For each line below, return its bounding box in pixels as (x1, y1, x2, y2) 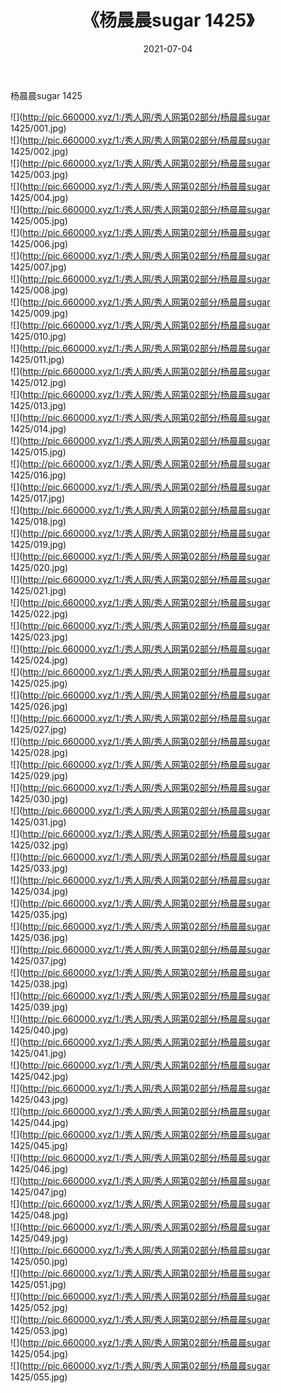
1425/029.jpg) (10, 769, 69, 781)
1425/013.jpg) (10, 399, 67, 411)
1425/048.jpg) (10, 1209, 69, 1221)
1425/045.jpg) (10, 1139, 69, 1151)
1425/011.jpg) (10, 353, 65, 365)
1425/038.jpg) (10, 977, 69, 990)
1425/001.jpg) (10, 122, 67, 134)
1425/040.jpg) (10, 1024, 69, 1036)
